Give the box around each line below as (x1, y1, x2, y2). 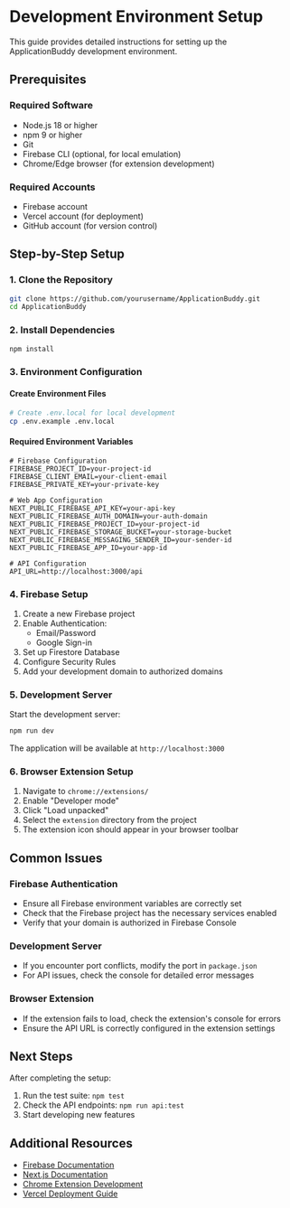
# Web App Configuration (9, 495, 103, 505)
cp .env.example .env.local (9, 417, 116, 426)
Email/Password (35, 627, 97, 638)
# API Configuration (9, 558, 88, 568)
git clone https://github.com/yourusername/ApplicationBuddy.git (9, 294, 260, 304)
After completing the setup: (9, 1072, 111, 1083)
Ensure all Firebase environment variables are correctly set (22, 898, 242, 909)
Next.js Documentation (22, 1169, 108, 1180)
